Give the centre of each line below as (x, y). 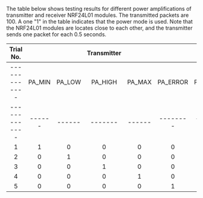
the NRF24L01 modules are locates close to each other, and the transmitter (99, 28)
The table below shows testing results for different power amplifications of (99, 9)
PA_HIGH (104, 82)
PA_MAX (140, 82)
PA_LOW (69, 82)
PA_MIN (40, 82)
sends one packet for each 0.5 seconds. (56, 34)
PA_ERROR (173, 82)
